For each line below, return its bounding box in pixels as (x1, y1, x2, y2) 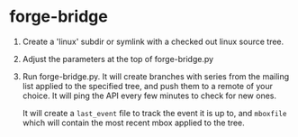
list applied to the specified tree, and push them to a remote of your (22, 80, 273, 91)
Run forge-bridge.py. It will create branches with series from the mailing (22, 70, 290, 82)
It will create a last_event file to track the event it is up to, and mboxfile (22, 107, 287, 118)
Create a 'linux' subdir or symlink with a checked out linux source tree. (22, 36, 284, 47)
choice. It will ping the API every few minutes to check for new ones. (22, 90, 277, 101)
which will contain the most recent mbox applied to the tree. (22, 117, 245, 128)
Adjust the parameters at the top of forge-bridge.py (22, 53, 214, 64)
